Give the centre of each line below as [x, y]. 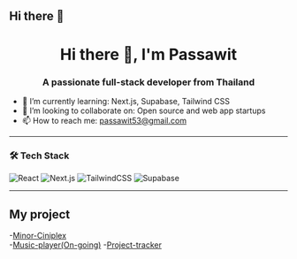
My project [40, 214]
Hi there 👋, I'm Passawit [148, 54]
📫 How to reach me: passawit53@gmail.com [104, 120]
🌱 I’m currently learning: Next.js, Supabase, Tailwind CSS [126, 101]
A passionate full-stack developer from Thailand [148, 82]
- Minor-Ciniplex [38, 235]
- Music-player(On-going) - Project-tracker [85, 245]
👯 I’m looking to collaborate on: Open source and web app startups [144, 110]
